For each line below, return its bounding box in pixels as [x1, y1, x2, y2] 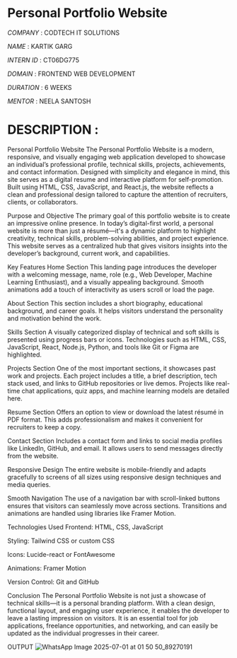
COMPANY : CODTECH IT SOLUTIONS [7, 28, 120, 37]
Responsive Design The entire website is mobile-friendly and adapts [7, 465, 207, 473]
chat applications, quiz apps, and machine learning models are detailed [21, 386, 230, 395]
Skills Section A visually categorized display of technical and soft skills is [7, 328, 219, 336]
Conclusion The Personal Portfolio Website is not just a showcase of [7, 591, 207, 599]
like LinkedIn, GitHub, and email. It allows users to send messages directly [7, 444, 224, 452]
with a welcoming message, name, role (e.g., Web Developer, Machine [7, 270, 213, 279]
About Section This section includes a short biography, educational [7, 299, 203, 307]
